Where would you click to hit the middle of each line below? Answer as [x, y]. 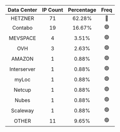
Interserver [22, 69]
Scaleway [22, 110]
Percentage [82, 10]
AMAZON [22, 59]
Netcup [23, 90]
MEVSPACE [22, 38]
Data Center [23, 10]
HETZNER [22, 18]
